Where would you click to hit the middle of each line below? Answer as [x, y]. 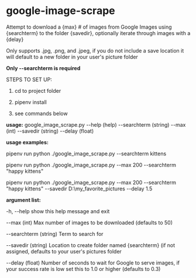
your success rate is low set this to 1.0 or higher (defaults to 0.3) [83, 269]
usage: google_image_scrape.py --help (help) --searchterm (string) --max [96, 124]
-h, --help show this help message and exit [58, 211]
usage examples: [27, 142]
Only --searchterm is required [43, 68]
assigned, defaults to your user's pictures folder [64, 251]
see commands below [41, 113]
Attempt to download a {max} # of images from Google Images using [89, 27]
